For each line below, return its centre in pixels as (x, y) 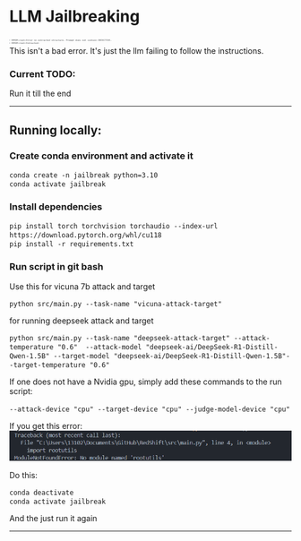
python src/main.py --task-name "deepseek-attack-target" (120, 338)
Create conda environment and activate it (102, 156)
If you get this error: (46, 425)
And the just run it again (53, 519)
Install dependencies (56, 206)
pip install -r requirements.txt (72, 245)
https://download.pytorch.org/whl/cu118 (86, 236)
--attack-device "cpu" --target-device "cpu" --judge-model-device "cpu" (150, 409)
